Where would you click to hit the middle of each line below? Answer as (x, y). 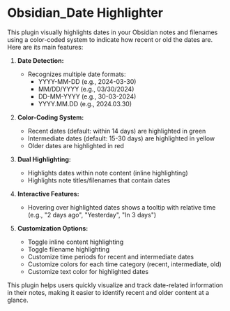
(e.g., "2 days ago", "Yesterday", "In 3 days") (92, 215)
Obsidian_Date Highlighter (85, 13)
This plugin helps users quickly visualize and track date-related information (115, 285)
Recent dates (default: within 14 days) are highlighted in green (117, 131)
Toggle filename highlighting (69, 249)
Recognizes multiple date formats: (77, 74)
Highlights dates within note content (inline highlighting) (108, 173)
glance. (18, 300)
